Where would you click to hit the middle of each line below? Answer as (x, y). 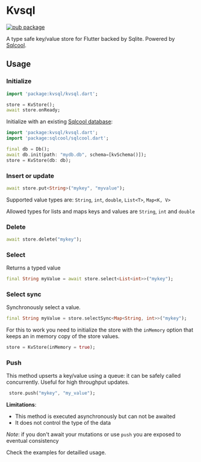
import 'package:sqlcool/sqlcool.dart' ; (58, 138)
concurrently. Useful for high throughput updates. (68, 382)
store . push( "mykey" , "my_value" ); (52, 393)
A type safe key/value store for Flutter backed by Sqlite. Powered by (91, 38)
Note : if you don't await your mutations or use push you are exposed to (94, 434)
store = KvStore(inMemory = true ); (51, 347)
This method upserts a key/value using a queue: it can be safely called (94, 376)
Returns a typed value (34, 268)
